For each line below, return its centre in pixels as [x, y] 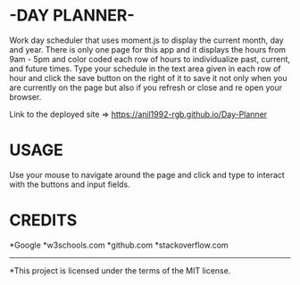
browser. [25, 97]
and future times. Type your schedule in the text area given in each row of [145, 69]
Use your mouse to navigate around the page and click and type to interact [147, 175]
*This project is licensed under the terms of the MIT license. [120, 270]
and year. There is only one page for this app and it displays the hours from [148, 49]
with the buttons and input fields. [70, 184]
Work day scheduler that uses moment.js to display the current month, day [146, 40]
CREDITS [43, 220]
